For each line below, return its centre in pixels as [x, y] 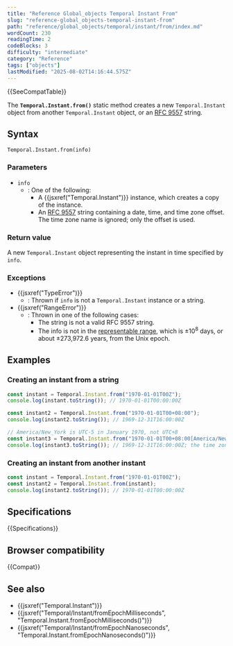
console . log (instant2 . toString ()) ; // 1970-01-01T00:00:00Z [96, 490]
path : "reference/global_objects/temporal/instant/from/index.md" [105, 26]
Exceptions [27, 278]
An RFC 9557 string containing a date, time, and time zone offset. [131, 212]
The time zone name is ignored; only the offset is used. [116, 219]
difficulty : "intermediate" [48, 53]
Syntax [23, 134]
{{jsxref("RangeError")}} [52, 308]
